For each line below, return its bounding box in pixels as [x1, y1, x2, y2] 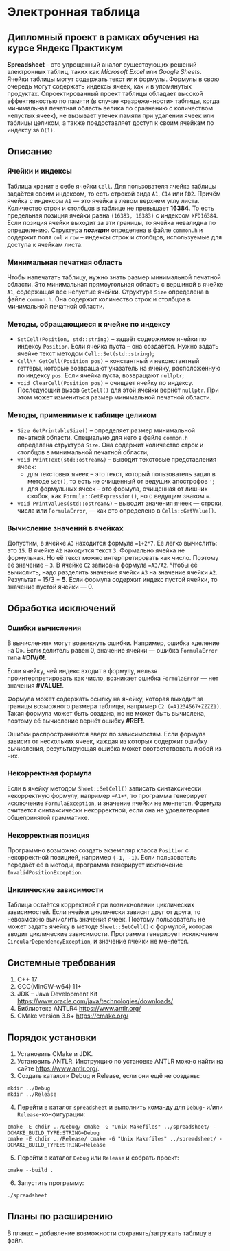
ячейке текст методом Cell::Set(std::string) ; [16, 349, 154, 358]
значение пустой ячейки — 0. [7, 583, 94, 591]
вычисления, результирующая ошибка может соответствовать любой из [7, 744, 222, 752]
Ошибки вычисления [7, 623, 82, 633]
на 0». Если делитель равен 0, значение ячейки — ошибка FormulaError [7, 646, 218, 654]
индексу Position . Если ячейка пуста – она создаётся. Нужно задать [16, 342, 219, 351]
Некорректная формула [7, 769, 93, 778]
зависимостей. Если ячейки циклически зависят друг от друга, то [7, 908, 201, 916]
